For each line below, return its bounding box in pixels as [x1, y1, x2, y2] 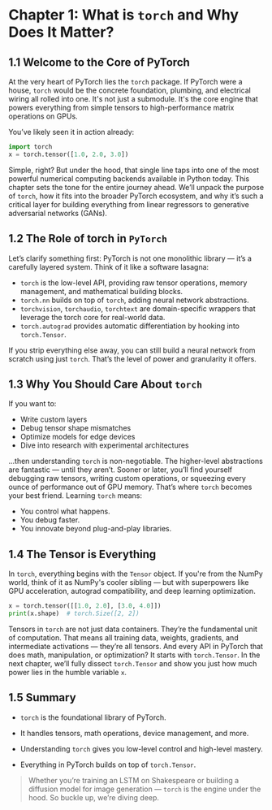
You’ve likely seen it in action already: [8, 128, 135, 136]
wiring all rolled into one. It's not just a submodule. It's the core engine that [8, 94, 258, 103]
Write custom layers [19, 414, 88, 424]
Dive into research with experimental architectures [19, 440, 189, 450]
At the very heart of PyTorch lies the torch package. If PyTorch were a [8, 77, 243, 86]
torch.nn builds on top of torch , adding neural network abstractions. [19, 295, 249, 305]
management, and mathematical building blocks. [19, 286, 183, 296]
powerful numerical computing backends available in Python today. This [8, 173, 250, 184]
